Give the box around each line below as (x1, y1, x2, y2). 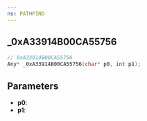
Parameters (7, 80, 59, 92)
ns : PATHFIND (7, 10, 45, 17)
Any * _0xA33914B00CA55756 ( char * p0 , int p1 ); (7, 60, 141, 68)
